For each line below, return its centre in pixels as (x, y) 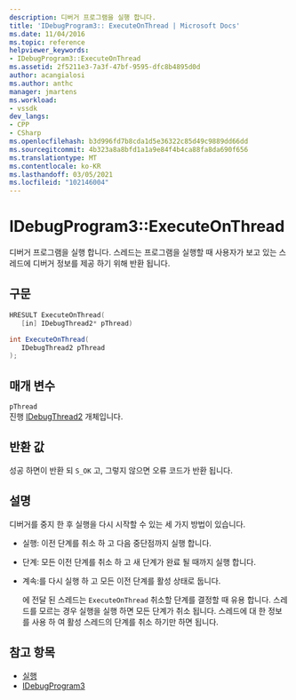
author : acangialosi (48, 76)
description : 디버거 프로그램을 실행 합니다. (83, 17)
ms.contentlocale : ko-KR (55, 166)
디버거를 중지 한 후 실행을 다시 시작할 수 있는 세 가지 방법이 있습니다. (128, 524)
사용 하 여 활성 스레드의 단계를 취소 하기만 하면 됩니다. (125, 622)
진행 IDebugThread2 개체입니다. (66, 417)
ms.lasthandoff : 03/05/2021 (61, 174)
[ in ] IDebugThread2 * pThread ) (77, 323)
